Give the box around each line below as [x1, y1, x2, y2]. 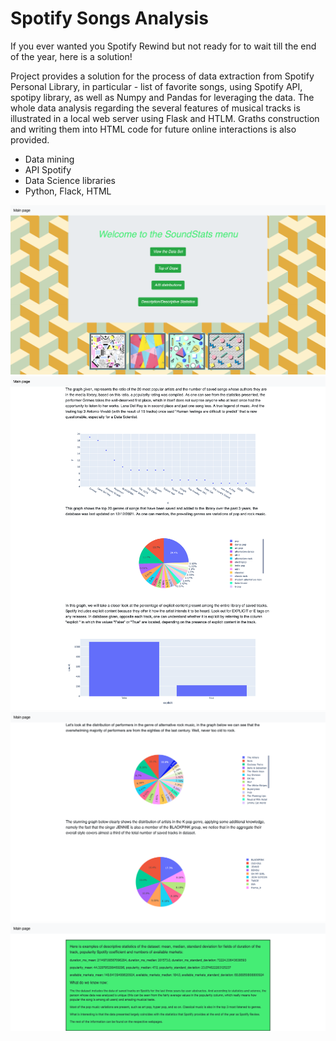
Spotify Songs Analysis [10, 7, 209, 30]
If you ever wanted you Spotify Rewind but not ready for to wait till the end [10, 40, 317, 52]
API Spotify [24, 163, 72, 176]
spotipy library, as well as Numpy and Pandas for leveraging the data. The [10, 91, 315, 103]
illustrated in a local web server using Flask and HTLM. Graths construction [10, 112, 320, 124]
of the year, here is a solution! [10, 50, 133, 62]
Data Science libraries [24, 174, 116, 186]
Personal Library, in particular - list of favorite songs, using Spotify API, [10, 80, 303, 92]
